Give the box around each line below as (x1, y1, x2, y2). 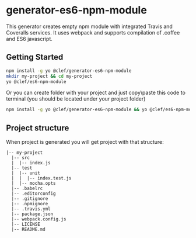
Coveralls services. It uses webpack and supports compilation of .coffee (6, 29, 180, 36)
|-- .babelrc (11, 185, 43, 192)
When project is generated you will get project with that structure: (6, 139, 164, 146)
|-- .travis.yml (11, 206, 51, 212)
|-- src (11, 155, 30, 161)
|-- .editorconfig (11, 191, 57, 196)
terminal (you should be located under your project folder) (6, 95, 146, 102)
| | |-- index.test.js (11, 175, 72, 181)
